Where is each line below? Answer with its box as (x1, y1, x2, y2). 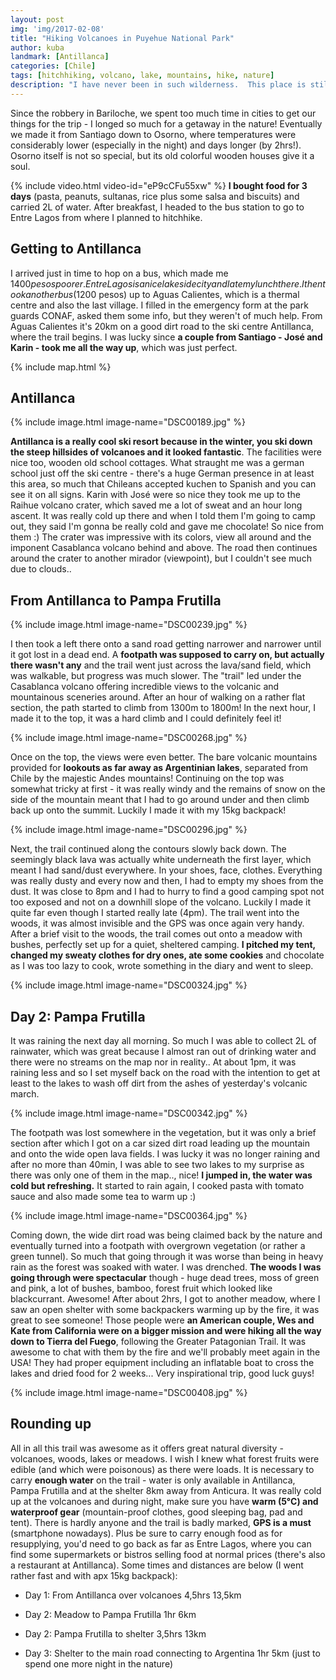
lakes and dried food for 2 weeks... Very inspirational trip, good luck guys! (10, 1367, 315, 1379)
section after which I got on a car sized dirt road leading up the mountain (10, 1137, 310, 1149)
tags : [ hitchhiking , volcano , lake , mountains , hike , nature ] (10, 71, 275, 81)
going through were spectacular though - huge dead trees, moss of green (10, 1272, 320, 1283)
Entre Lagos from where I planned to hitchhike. (10, 211, 203, 223)
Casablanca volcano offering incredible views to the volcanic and (10, 681, 280, 693)
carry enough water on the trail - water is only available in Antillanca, (10, 1474, 296, 1486)
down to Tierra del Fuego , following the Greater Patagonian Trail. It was (10, 1336, 307, 1347)
